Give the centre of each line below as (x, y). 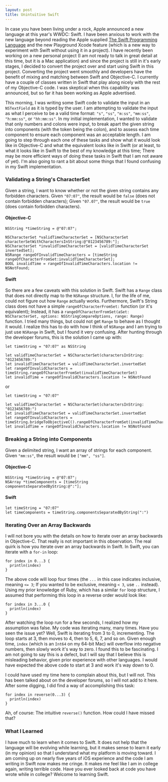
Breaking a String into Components (49, 439)
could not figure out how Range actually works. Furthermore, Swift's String (81, 301)
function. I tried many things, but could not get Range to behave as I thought (83, 321)
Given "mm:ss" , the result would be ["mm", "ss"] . (55, 455)
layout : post (19, 10)
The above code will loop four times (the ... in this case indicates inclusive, (83, 579)
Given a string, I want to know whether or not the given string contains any (82, 190)
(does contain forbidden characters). (43, 206)
